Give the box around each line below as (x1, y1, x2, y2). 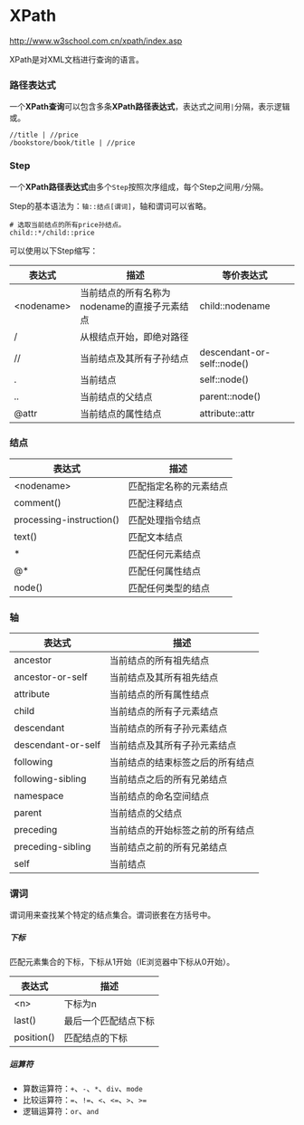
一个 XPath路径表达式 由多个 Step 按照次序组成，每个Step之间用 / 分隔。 (9, 181, 269, 192)
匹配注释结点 (128, 497, 184, 510)
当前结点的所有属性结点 (109, 689, 210, 701)
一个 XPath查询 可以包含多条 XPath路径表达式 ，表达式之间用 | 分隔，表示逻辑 (9, 101, 290, 112)
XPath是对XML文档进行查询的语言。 (9, 53, 145, 64)
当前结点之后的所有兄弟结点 (109, 773, 228, 786)
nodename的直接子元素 (80, 300, 180, 312)
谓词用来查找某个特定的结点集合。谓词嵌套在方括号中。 (9, 910, 215, 920)
